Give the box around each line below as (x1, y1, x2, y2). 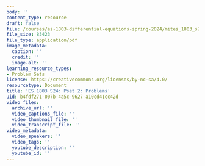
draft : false (6, 20, 40, 26)
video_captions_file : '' (12, 111, 75, 117)
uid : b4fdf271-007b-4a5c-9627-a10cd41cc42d (6, 94, 119, 100)
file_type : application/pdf (6, 37, 78, 43)
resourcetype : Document (6, 83, 67, 89)
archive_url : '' (12, 105, 53, 111)
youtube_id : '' (12, 150, 51, 156)
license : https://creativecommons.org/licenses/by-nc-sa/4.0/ (6, 77, 168, 83)
